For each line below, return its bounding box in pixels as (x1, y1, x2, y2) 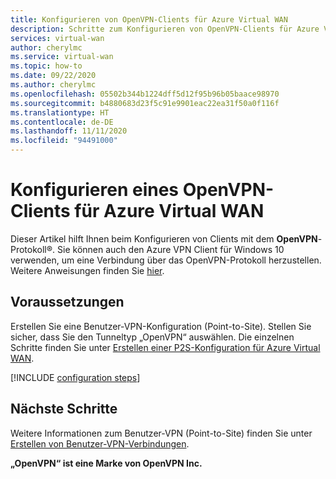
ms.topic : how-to (10, 61, 83, 71)
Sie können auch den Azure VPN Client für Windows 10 (57, 243, 285, 255)
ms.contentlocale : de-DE (10, 117, 114, 127)
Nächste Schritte (10, 401, 118, 418)
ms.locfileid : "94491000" (10, 136, 118, 146)
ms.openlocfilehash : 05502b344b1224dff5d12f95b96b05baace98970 (10, 89, 280, 99)
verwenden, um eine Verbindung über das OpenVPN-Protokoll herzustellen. (10, 254, 322, 266)
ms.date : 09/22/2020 (10, 71, 97, 81)
